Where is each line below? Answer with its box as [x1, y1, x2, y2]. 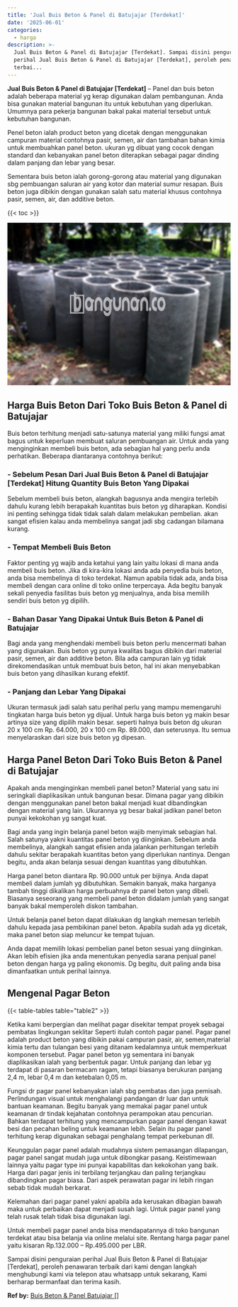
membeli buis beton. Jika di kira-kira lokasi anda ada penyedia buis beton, [7, 566, 224, 574]
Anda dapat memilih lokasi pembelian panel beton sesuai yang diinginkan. [7, 944, 223, 953]
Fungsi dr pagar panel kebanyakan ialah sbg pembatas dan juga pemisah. [7, 1086, 222, 1095]
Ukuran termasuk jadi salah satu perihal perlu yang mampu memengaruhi [7, 703, 222, 711]
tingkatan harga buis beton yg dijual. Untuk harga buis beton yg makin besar [7, 711, 230, 719]
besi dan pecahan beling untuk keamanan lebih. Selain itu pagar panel [7, 1124, 212, 1132]
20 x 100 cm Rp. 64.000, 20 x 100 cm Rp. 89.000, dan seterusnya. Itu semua [7, 726, 231, 734]
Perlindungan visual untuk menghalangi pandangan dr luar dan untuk [7, 1094, 209, 1103]
